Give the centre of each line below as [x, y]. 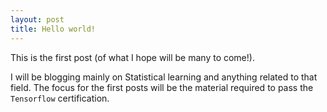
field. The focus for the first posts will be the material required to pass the [162, 87]
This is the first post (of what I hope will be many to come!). [132, 57]
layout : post [37, 19]
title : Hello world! [53, 29]
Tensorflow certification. [60, 98]
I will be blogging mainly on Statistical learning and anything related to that [164, 77]
